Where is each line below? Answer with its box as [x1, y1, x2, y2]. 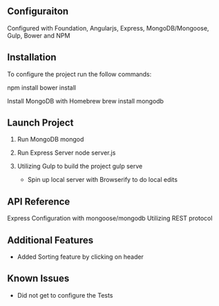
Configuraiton [7, 6, 69, 17]
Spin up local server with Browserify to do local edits [27, 176, 178, 184]
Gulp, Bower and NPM [7, 31, 70, 40]
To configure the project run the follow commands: [7, 69, 152, 78]
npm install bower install [7, 83, 76, 92]
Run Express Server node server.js [17, 148, 116, 157]
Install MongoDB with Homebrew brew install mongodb [7, 96, 164, 105]
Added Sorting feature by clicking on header [17, 253, 144, 261]
